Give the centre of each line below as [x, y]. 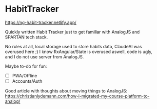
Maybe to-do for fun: [26, 66]
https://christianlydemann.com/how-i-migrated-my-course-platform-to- [77, 96]
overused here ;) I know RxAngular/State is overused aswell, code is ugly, [79, 52]
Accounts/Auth [27, 81]
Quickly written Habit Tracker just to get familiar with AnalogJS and [72, 32]
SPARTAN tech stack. [26, 37]
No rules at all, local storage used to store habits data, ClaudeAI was [74, 46]
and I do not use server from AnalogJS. [45, 56]
